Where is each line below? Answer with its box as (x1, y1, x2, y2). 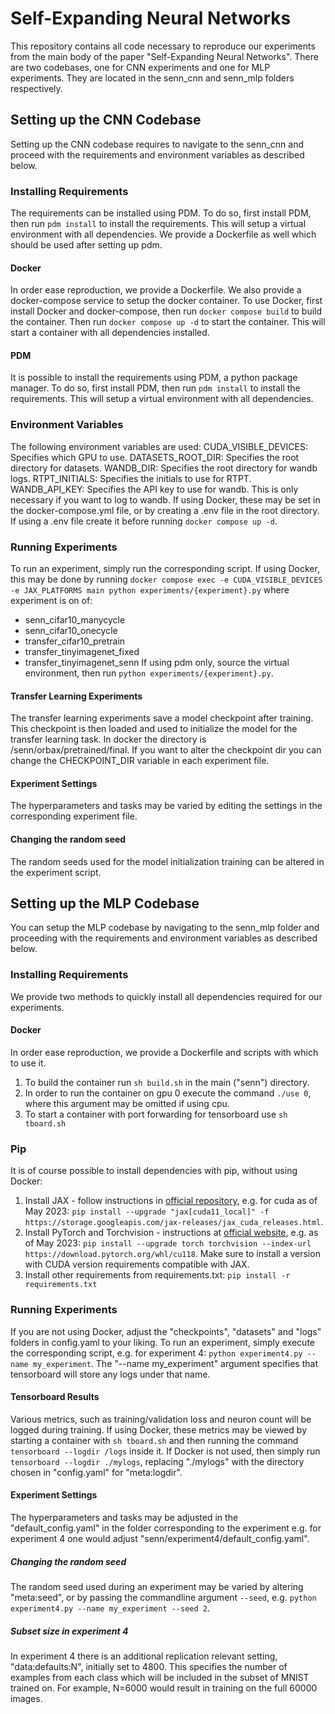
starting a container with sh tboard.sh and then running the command (10, 1434, 299, 1446)
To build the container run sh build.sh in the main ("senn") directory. (24, 1076, 310, 1088)
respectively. (10, 82, 63, 94)
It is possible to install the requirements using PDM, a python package (10, 372, 298, 384)
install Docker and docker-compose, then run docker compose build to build (10, 305, 323, 317)
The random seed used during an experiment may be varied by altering (10, 1580, 304, 1592)
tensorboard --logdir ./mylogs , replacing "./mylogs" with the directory (10, 1455, 305, 1467)
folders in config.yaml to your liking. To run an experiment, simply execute (10, 1336, 316, 1348)
